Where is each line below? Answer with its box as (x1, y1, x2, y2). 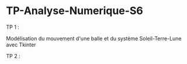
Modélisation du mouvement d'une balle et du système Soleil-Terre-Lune (6, 35, 182, 42)
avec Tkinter (6, 41, 36, 48)
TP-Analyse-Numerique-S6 (6, 4, 143, 18)
